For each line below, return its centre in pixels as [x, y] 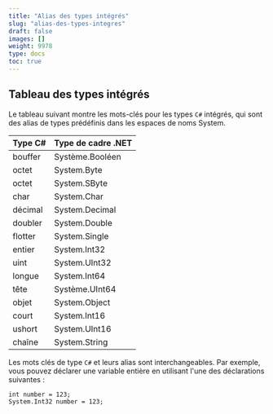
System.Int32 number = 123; [56, 401]
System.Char [79, 196]
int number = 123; [40, 394]
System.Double [83, 222]
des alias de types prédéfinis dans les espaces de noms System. [117, 122]
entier [24, 249]
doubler [27, 222]
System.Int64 [80, 275]
